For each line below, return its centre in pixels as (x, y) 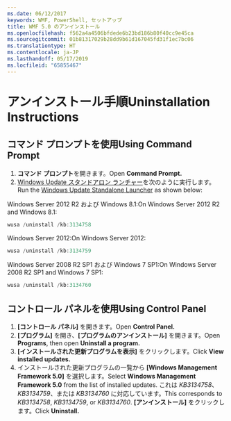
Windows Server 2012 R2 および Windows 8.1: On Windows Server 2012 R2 (113, 204)
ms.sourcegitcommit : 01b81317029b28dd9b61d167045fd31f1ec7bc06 (101, 40)
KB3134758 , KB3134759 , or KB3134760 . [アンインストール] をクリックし (121, 402)
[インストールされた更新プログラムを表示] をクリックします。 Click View (120, 352)
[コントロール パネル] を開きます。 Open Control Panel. (96, 327)
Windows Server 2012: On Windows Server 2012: (77, 238)
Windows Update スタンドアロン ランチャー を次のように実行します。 (116, 182)
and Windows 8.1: (32, 212)
